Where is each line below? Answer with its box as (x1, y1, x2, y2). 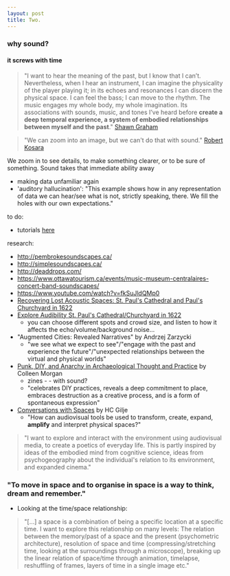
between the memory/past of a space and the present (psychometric (23, 532, 220, 540)
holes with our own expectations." (16, 199, 113, 207)
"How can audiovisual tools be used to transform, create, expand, (27, 413, 214, 421)
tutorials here (16, 225, 55, 234)
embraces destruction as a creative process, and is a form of (27, 391, 200, 399)
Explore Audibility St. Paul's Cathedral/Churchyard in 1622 (16, 311, 182, 319)
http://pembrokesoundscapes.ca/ (16, 252, 112, 261)
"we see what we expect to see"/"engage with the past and (27, 340, 196, 348)
